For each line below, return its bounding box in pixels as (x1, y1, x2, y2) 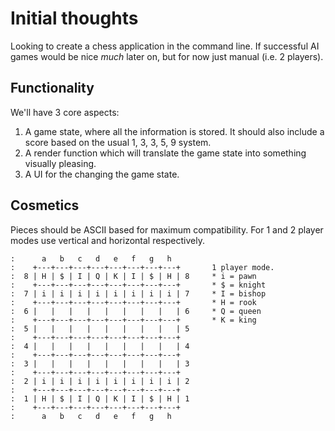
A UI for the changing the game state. (24, 168, 180, 180)
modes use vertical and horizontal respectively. (10, 234, 205, 246)
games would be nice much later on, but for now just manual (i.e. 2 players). (10, 50, 324, 62)
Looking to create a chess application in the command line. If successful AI (10, 40, 320, 52)
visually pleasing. (24, 157, 97, 169)
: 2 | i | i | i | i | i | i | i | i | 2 (10, 376, 190, 386)
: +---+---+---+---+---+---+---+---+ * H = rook (10, 297, 257, 307)
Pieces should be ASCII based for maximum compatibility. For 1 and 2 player (10, 223, 324, 236)
